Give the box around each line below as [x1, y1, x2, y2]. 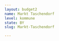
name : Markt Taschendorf [4, 11, 55, 16]
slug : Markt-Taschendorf [4, 25, 55, 30]
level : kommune [4, 16, 35, 20]
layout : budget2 [4, 7, 37, 12]
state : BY [4, 20, 25, 25]
